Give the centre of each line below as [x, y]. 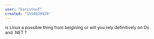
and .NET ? [16, 32]
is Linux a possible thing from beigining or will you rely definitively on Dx [77, 27]
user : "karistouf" [23, 9]
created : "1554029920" [28, 14]
